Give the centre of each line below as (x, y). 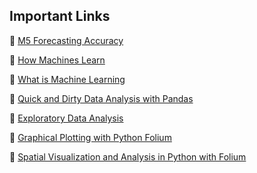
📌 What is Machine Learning (67, 79)
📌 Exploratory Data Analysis (66, 118)
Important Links (60, 16)
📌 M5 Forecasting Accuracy (66, 40)
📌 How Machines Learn (57, 60)
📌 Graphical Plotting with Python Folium (90, 137)
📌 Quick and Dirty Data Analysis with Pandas (101, 98)
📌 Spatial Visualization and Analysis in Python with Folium (128, 156)
